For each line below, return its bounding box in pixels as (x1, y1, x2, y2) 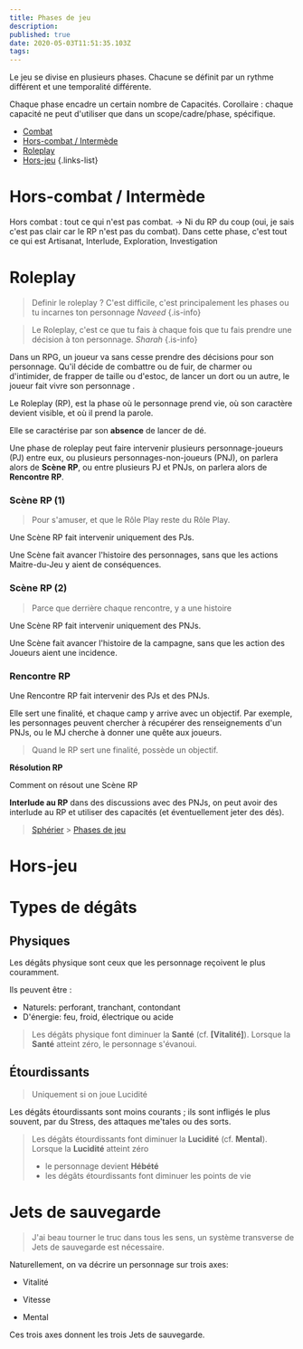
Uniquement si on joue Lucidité (31, 1088, 147, 1099)
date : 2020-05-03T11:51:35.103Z (9, 38, 131, 48)
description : (9, 22, 59, 31)
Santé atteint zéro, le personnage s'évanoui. (31, 1039, 197, 1050)
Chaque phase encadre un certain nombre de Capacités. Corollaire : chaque (9, 99, 294, 109)
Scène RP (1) (9, 494, 66, 507)
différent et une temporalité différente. (9, 81, 152, 92)
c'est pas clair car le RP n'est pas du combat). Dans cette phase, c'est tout (9, 226, 288, 237)
